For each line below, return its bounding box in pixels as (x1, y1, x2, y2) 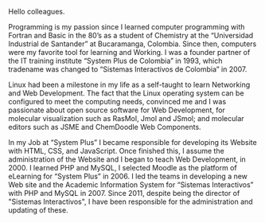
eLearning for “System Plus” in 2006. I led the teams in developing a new (8, 171, 248, 181)
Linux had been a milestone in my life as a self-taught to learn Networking (8, 80, 251, 89)
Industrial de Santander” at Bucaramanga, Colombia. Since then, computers (8, 39, 257, 49)
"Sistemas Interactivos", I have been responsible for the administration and (8, 197, 253, 206)
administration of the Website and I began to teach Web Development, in (8, 155, 247, 164)
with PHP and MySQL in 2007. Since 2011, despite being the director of (8, 189, 240, 198)
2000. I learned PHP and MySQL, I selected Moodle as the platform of (8, 163, 237, 172)
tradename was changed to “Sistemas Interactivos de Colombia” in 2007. (8, 65, 247, 74)
